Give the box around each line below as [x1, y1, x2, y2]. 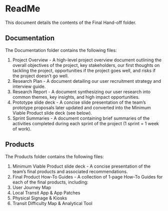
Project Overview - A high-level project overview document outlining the [12, 57, 162, 63]
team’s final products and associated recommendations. [12, 168, 128, 175]
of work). [12, 126, 31, 132]
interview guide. [12, 83, 46, 89]
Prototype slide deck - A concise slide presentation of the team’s [12, 99, 146, 105]
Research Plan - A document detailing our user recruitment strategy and [12, 78, 161, 84]
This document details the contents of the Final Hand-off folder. [5, 19, 136, 25]
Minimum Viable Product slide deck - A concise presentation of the [12, 163, 151, 169]
